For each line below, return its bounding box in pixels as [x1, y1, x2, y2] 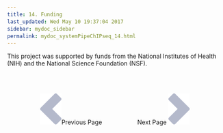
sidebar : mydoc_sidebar [7, 25, 75, 32]
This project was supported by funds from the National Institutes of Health [7, 52, 217, 61]
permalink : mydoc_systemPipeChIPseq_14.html [7, 33, 136, 40]
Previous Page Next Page [61, 118, 167, 126]
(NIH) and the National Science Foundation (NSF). [7, 59, 148, 68]
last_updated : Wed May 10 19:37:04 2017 [7, 18, 124, 25]
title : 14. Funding [7, 11, 63, 18]
